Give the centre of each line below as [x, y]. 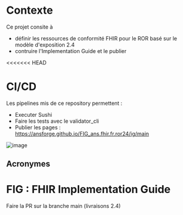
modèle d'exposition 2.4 [45, 45]
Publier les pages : [38, 127]
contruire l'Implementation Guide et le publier [71, 51]
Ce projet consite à [30, 27]
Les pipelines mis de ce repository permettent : [64, 103]
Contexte [30, 10]
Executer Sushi [33, 114]
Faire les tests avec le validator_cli [57, 121]
